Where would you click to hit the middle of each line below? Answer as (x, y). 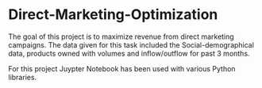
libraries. (23, 77)
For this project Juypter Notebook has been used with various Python (122, 68)
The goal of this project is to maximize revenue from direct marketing (121, 36)
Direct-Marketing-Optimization (113, 15)
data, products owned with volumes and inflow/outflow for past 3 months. (129, 53)
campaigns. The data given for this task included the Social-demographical (131, 44)
